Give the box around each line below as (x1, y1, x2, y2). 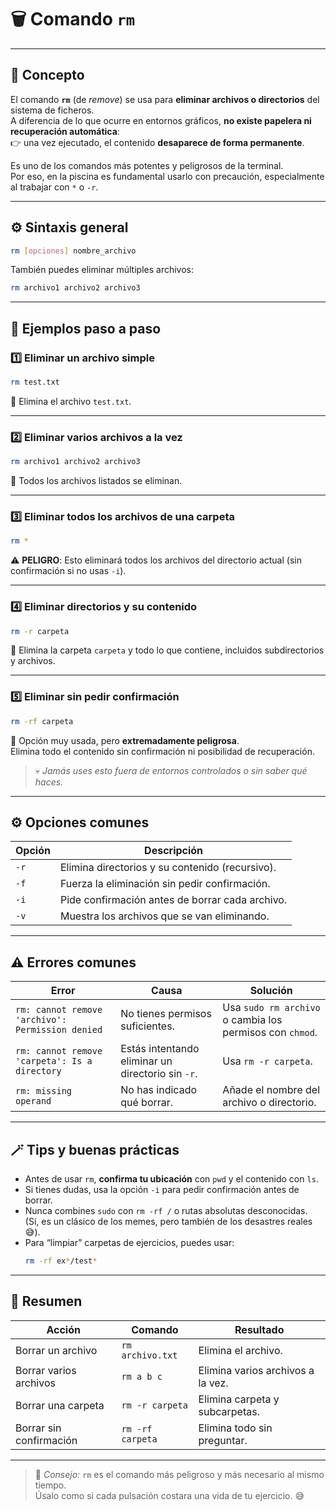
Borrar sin (15, 1421, 62, 1435)
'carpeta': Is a (15, 1056, 93, 1067)
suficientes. (120, 1019, 175, 1033)
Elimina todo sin (198, 1421, 273, 1435)
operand (15, 1096, 52, 1107)
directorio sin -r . (120, 1067, 198, 1081)
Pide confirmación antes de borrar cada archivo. (59, 893, 288, 907)
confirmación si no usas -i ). (10, 565, 127, 577)
